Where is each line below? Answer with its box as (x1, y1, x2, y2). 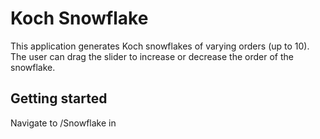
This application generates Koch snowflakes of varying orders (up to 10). (10, 40, 310, 52)
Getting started (10, 90, 108, 107)
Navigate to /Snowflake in (10, 117, 117, 129)
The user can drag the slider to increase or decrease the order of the (10, 50, 294, 62)
